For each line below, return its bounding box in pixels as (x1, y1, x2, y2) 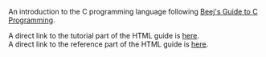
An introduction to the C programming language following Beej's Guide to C (8, 7, 259, 16)
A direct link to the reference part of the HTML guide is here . (8, 39, 209, 49)
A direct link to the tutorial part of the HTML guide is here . (8, 31, 199, 40)
